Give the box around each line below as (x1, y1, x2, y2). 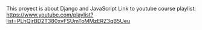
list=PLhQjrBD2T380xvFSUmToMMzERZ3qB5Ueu (6, 18, 131, 24)
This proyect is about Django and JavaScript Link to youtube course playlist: (6, 5, 197, 12)
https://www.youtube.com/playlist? (6, 11, 94, 18)
